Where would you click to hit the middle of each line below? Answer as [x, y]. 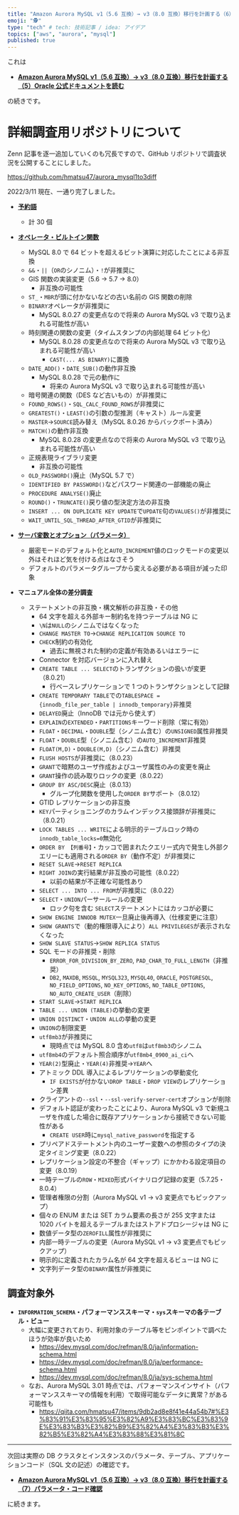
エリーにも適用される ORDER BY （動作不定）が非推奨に [117, 856]
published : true [31, 41]
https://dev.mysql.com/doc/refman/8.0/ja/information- [119, 1347]
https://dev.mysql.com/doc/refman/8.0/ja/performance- [121, 1362]
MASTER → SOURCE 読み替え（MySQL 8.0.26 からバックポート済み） [122, 422]
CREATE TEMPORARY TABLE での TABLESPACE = [99, 695]
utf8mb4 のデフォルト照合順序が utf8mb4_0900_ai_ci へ [116, 1055]
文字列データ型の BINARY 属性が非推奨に [95, 1269]
